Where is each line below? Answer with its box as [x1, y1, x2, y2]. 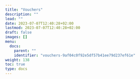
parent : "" [14, 48, 36, 53]
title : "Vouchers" [5, 7, 43, 12]
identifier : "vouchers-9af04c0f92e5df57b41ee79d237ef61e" [14, 53, 136, 58]
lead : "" [5, 16, 23, 21]
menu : [5, 39, 16, 44]
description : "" [5, 12, 38, 17]
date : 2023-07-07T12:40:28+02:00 [5, 21, 74, 26]
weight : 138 [5, 57, 30, 62]
